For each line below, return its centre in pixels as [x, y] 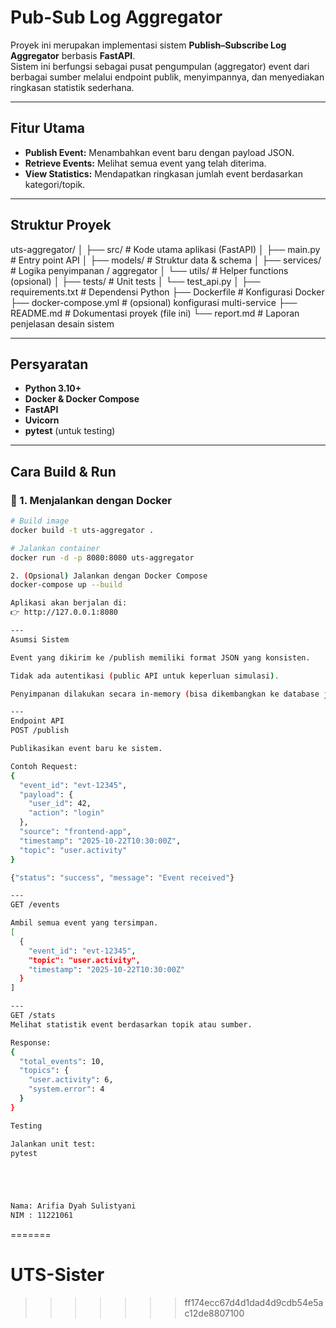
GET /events [35, 905]
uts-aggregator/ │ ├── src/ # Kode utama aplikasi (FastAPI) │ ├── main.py [165, 249]
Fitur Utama [48, 128]
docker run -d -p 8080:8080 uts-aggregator [102, 557]
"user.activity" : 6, [71, 1080]
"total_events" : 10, [62, 1061]
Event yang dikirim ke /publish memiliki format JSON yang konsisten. [160, 657]
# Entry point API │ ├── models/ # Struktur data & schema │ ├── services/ [166, 260]
